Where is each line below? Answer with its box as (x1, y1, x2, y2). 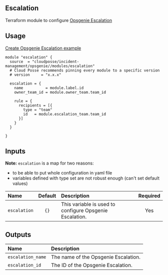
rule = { (14, 98, 32, 103)
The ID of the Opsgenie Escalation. (50, 262, 132, 269)
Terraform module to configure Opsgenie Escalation (5, 17, 112, 23)
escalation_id (7, 262, 41, 268)
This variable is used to (60, 201, 115, 208)
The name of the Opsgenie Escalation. (50, 253, 141, 260)
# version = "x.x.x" (9, 72, 61, 77)
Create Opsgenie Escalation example (5, 45, 81, 51)
